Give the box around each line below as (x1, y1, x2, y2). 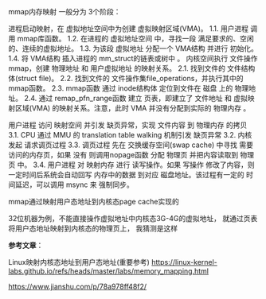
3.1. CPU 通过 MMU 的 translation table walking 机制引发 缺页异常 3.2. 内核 (8, 130, 252, 139)
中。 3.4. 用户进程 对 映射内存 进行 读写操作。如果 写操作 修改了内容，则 (17, 160, 255, 169)
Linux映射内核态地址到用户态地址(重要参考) (8, 258, 150, 266)
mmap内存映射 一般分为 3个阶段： (8, 7, 121, 16)
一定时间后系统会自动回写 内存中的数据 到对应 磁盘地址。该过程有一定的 (8, 170, 244, 179)
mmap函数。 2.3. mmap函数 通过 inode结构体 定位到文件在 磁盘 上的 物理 (8, 83, 249, 93)
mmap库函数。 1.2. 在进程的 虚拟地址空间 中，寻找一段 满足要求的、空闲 (17, 34, 254, 43)
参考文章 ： (8, 241, 44, 250)
